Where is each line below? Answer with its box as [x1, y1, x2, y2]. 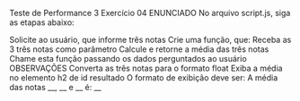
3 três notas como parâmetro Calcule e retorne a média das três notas [9, 44, 269, 55]
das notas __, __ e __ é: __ [9, 82, 101, 92]
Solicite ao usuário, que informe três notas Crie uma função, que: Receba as [9, 35, 292, 45]
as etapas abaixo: [9, 17, 75, 28]
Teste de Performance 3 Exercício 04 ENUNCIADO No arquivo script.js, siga [9, 8, 291, 18]
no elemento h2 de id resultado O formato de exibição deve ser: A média [9, 72, 278, 83]
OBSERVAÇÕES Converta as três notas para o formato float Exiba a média [9, 63, 283, 73]
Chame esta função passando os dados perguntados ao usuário [9, 54, 247, 63]
